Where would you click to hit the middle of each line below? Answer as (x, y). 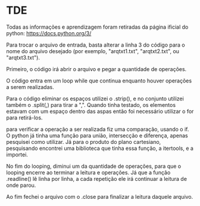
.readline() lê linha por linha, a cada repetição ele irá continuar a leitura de (97, 179)
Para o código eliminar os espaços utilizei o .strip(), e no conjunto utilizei (95, 99)
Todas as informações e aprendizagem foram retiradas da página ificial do (97, 27)
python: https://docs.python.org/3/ (49, 33)
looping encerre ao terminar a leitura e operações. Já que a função (88, 172)
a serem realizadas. (30, 87)
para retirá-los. (24, 118)
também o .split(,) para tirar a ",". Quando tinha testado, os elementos (91, 104)
